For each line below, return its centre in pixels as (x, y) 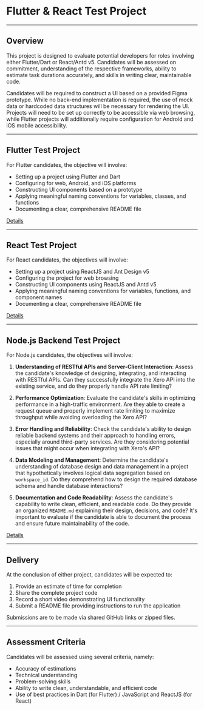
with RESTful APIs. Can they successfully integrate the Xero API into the (105, 380)
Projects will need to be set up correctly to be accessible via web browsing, (101, 112)
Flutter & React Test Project (76, 11)
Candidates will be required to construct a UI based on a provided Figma (97, 93)
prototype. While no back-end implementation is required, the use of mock (100, 100)
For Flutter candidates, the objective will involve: (67, 164)
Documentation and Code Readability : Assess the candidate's (94, 498)
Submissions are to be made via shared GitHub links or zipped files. (91, 617)
